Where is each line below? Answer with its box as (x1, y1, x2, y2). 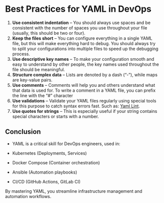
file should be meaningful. (12, 66, 65, 72)
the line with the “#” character (12, 92, 73, 99)
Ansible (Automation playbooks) (12, 169, 78, 175)
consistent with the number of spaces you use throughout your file (12, 25, 147, 30)
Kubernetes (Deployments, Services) (12, 150, 87, 156)
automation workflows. (5, 193, 52, 199)
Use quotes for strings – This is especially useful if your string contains (12, 108, 158, 114)
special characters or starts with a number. (12, 113, 99, 119)
